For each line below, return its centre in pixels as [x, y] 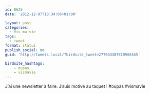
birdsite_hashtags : [25, 63]
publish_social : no [25, 50]
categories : [17, 27]
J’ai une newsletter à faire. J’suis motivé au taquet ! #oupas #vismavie [75, 86]
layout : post [18, 23]
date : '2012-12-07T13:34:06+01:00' [41, 14]
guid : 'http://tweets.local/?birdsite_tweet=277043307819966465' [73, 55]
